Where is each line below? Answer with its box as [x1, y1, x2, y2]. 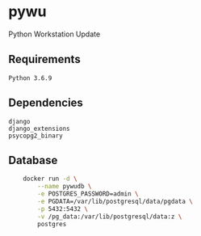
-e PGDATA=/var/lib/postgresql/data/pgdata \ [37, 197, 194, 205]
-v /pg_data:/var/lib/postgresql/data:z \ [37, 213, 182, 221]
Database [8, 153, 58, 167]
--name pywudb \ [37, 183, 92, 191]
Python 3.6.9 [8, 74, 52, 82]
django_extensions [8, 124, 70, 133]
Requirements [8, 53, 81, 66]
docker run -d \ [23, 175, 78, 183]
